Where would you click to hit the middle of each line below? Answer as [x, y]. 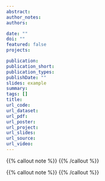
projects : [18, 50]
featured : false [26, 45]
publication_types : [30, 72]
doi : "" [16, 39]
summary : [17, 89]
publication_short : [30, 66]
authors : [17, 23]
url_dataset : [22, 111]
